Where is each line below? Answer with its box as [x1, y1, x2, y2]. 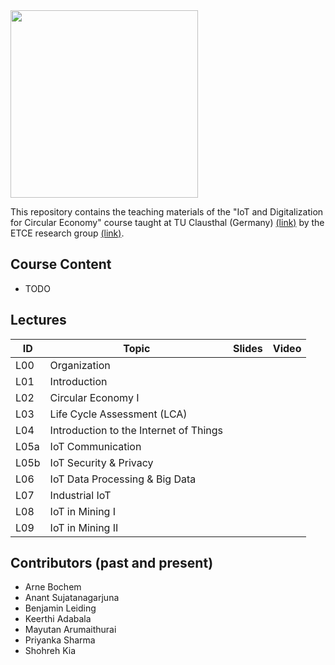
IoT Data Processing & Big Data [49, 472, 197, 486]
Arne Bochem [24, 581, 82, 593]
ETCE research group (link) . [10, 227, 125, 239]
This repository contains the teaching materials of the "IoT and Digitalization [10, 206, 324, 218]
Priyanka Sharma [24, 634, 96, 646]
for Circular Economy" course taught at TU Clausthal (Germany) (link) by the [10, 217, 325, 228]
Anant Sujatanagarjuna [24, 592, 120, 604]
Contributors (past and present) [10, 555, 214, 572]
